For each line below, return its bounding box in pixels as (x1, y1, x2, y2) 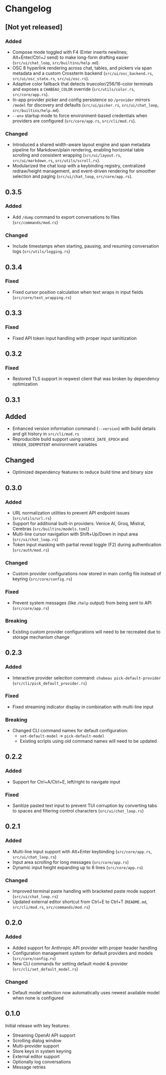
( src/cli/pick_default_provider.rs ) (12, 680, 87, 686)
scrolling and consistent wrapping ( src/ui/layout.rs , (12, 152, 122, 158)
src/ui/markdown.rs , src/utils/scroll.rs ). (12, 157, 100, 163)
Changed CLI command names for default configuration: (12, 728, 128, 734)
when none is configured (12, 995, 64, 1001)
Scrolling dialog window (12, 1037, 62, 1044)
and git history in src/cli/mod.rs (12, 431, 80, 437)
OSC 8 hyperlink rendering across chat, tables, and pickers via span (12, 65, 152, 71)
